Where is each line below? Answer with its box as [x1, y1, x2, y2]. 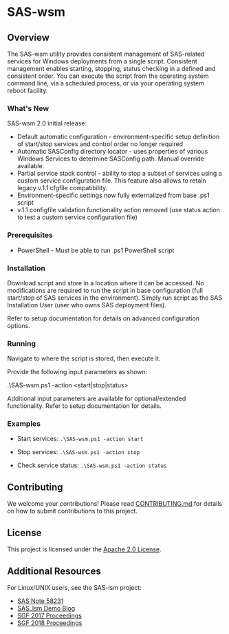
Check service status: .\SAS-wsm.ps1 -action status [17, 461, 167, 469]
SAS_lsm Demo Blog [17, 604, 76, 612]
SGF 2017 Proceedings [17, 611, 83, 620]
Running [7, 338, 36, 348]
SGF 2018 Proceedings [17, 618, 83, 627]
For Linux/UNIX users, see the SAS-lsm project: [7, 583, 142, 591]
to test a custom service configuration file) [17, 213, 138, 221]
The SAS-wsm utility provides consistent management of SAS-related [7, 50, 205, 58]
